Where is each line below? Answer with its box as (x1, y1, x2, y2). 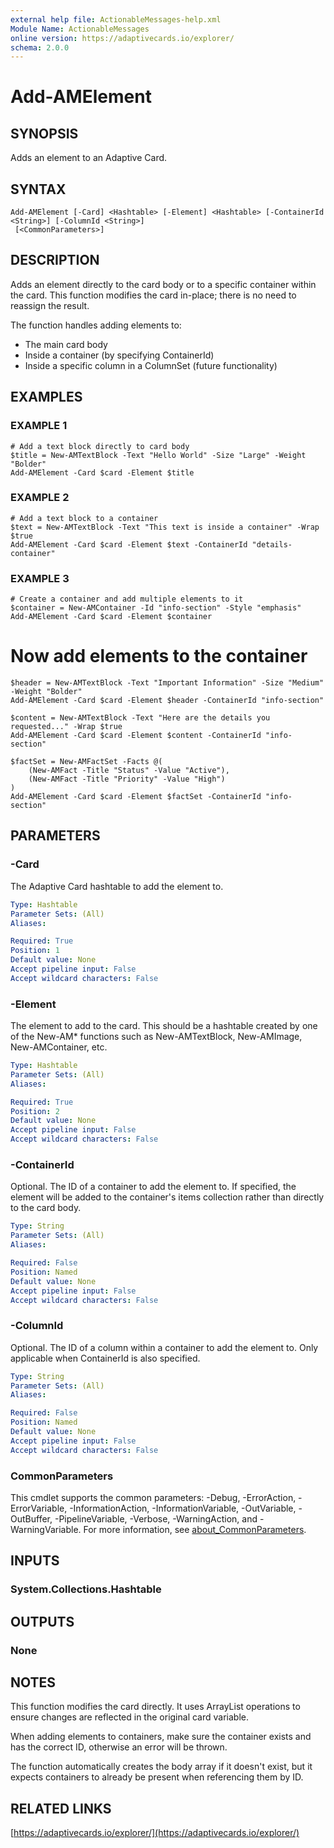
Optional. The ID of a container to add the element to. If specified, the (10, 1181, 297, 1193)
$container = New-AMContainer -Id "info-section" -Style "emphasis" (10, 603, 302, 613)
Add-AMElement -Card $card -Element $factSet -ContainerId (10, 792, 262, 802)
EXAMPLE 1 (10, 419, 68, 433)
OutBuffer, (10, 1512, 53, 1525)
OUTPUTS (10, 1613, 75, 1630)
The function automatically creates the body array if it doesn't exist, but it (10, 1761, 313, 1773)
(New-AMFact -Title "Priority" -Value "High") (28, 774, 226, 785)
